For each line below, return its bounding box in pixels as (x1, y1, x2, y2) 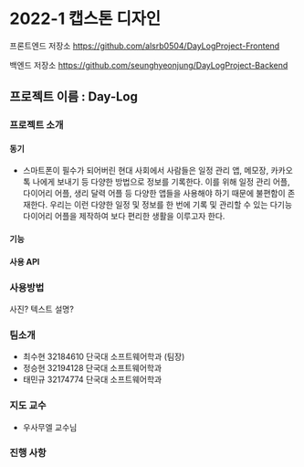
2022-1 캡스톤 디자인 (9, 8, 162, 29)
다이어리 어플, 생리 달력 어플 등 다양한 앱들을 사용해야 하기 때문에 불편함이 (22, 188, 286, 199)
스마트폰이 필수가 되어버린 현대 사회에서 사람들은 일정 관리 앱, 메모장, (22, 165, 269, 176)
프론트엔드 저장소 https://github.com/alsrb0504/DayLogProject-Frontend (9, 40, 280, 51)
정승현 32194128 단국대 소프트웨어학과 (22, 363, 162, 374)
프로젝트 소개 (9, 119, 64, 132)
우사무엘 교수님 (22, 421, 78, 432)
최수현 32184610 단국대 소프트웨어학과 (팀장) (22, 351, 185, 362)
